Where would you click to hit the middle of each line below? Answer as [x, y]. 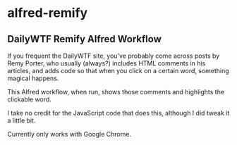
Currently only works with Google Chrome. [69, 134]
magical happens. [33, 78]
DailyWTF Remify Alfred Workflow [85, 39]
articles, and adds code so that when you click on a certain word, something [118, 71]
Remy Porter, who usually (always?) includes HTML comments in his [107, 63]
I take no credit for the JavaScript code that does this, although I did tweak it [119, 113]
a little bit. [22, 120]
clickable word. [29, 99]
